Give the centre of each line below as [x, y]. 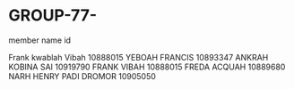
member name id [40, 40]
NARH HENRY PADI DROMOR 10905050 [82, 76]
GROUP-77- [53, 16]
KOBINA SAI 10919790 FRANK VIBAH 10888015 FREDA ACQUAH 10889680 [147, 67]
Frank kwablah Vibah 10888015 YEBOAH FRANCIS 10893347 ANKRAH [138, 57]
